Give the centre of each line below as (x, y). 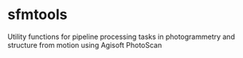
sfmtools (37, 15)
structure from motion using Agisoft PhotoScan (85, 44)
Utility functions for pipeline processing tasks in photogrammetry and (121, 37)
